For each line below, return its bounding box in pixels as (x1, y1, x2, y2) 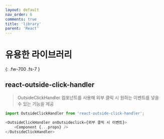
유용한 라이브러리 (5, 49, 72, 61)
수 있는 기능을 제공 (17, 101, 54, 107)
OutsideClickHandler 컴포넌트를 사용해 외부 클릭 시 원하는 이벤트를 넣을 (17, 94, 159, 100)
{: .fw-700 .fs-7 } (5, 66, 40, 72)
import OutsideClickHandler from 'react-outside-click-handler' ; (5, 111, 144, 116)
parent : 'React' (5, 26, 39, 31)
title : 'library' (5, 21, 42, 27)
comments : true (5, 17, 37, 22)
